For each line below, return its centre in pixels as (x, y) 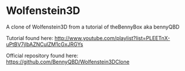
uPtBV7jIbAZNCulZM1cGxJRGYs (45, 44)
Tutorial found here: (30, 38)
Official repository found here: (42, 55)
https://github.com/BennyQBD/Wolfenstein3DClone (68, 62)
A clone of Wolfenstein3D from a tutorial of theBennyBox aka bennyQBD (93, 27)
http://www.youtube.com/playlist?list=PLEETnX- (112, 38)
